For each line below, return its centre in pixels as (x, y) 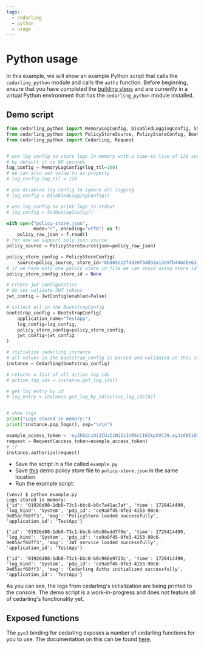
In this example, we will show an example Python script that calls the (92, 76)
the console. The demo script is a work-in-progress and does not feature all (101, 592)
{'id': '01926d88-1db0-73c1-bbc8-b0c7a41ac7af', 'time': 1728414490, (96, 505)
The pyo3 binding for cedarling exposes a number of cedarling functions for (101, 633)
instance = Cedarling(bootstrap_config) (58, 363)
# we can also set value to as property (58, 173)
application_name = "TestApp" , (54, 318)
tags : (13, 12)
